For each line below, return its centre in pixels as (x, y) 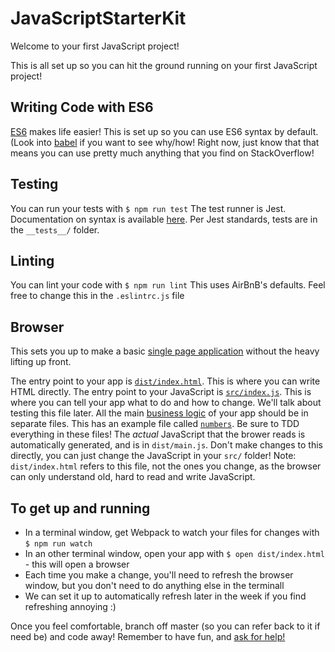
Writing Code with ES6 (82, 107)
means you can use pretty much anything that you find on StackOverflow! (162, 153)
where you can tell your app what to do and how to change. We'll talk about (166, 403)
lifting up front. (41, 362)
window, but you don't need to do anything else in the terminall (154, 585)
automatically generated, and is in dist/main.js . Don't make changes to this (167, 445)
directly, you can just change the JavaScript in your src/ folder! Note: (153, 456)
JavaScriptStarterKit (98, 18)
